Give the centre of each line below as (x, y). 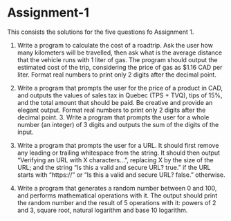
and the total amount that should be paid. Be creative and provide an (115, 102)
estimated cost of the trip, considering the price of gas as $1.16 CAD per (120, 67)
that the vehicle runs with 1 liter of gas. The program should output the (117, 59)
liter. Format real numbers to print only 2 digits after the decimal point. (117, 75)
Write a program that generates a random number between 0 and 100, (117, 188)
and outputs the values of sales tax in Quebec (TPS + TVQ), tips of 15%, (120, 95)
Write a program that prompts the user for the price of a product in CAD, (120, 88)
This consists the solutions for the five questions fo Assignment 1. (101, 32)
